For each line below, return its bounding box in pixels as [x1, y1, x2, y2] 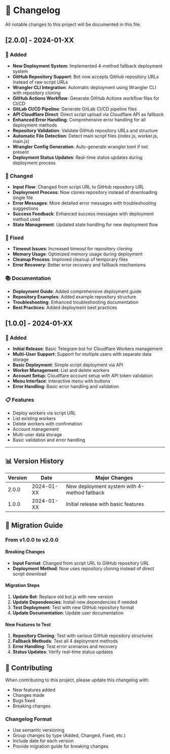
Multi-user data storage [12, 431, 62, 437]
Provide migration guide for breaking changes [12, 743, 109, 749]
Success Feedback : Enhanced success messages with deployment [12, 210, 154, 217]
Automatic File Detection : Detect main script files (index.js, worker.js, [12, 133, 158, 139]
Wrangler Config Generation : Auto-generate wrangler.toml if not [12, 143, 148, 149]
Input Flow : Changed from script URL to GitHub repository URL [12, 183, 144, 190]
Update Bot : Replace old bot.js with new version [12, 594, 113, 600]
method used [12, 216, 40, 222]
